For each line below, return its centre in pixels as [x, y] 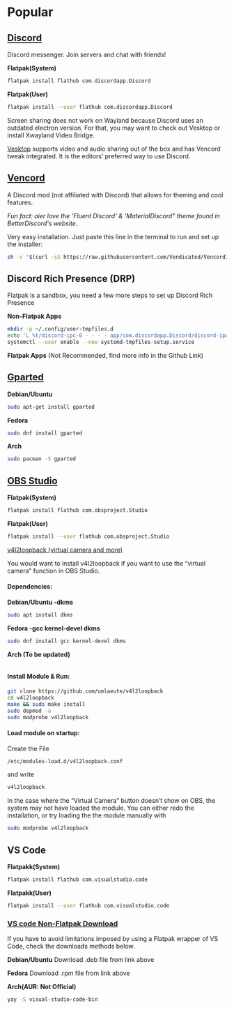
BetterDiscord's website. [42, 223]
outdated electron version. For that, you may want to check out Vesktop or [114, 128]
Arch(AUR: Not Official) [42, 987]
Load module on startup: [44, 733]
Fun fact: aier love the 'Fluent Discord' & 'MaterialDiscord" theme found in [114, 216]
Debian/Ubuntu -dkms [40, 602]
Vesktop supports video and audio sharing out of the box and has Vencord [114, 149]
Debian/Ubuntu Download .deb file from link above [81, 960]
